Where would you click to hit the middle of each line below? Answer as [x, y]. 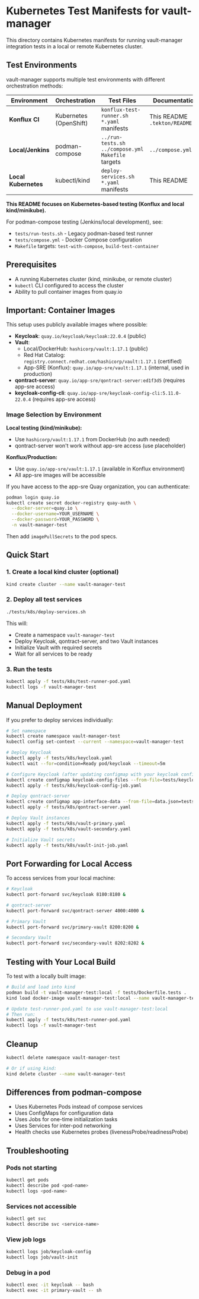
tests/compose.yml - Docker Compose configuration [78, 240]
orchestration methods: [35, 86]
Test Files [122, 101]
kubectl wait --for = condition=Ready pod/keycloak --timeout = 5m [86, 763]
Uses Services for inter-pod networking [63, 1126]
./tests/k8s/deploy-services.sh [46, 612]
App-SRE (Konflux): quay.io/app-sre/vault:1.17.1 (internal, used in [106, 368]
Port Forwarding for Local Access [69, 864]
